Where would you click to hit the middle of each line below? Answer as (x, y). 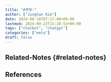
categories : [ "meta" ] (28, 33)
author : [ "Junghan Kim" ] (31, 14)
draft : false (19, 38)
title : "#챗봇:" (21, 10)
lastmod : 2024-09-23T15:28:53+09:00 (43, 24)
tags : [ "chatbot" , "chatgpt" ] (37, 28)
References (23, 74)
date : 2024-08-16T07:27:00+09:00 (40, 19)
